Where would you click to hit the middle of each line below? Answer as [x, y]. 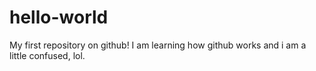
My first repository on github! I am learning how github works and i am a [158, 45]
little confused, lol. [47, 55]
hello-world [59, 17]
